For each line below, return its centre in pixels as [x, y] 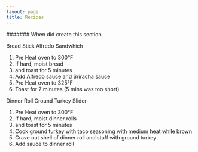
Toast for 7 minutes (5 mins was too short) [67, 89]
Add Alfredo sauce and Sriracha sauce [63, 76]
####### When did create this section [54, 34]
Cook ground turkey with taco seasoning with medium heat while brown [103, 131]
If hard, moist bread [39, 64]
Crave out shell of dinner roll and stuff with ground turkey [86, 137]
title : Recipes [25, 17]
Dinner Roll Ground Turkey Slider [46, 100]
